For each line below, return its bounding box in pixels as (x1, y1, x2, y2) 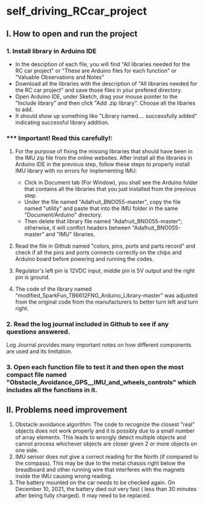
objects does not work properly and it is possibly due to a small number (15, 427, 195, 434)
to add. (15, 105, 33, 113)
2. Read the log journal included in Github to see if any (6, 320, 169, 329)
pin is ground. (15, 274, 50, 281)
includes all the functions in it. (6, 386, 97, 394)
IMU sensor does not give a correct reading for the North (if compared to (15, 453, 199, 461)
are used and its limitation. (6, 348, 72, 355)
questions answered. (6, 327, 71, 336)
